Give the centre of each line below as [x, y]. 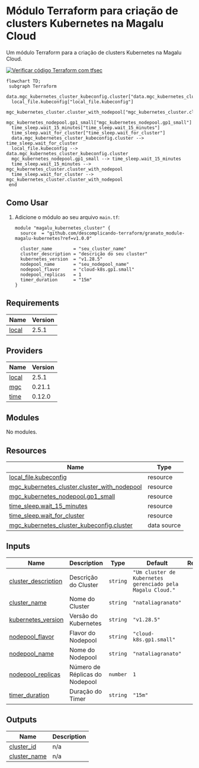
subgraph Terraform [33, 86]
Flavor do [82, 633]
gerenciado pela [156, 584]
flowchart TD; [24, 81]
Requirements [33, 303]
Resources [26, 450]
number [118, 674]
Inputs [18, 546]
